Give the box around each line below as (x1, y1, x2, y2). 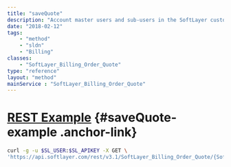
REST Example (7, 110, 91, 126)
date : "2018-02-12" (7, 23, 63, 30)
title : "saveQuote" (7, 10, 63, 17)
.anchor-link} (59, 124, 137, 140)
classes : (7, 55, 32, 62)
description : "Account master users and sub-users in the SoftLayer (7, 16, 208, 23)
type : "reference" (7, 67, 60, 74)
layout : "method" (7, 74, 57, 81)
